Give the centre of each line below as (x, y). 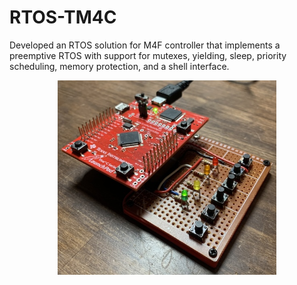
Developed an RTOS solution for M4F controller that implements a (145, 45)
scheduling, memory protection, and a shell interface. (119, 66)
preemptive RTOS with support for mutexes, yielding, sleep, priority (148, 55)
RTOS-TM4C (63, 17)
